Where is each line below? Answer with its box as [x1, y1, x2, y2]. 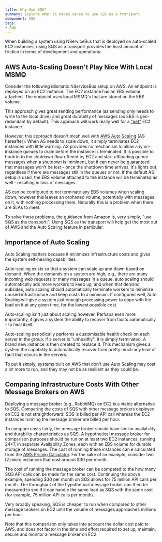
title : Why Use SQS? [5, 7, 47, 12]
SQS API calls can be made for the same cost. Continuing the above [5, 471, 140, 477]
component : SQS [5, 16, 36, 21]
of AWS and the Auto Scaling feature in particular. [5, 224, 104, 230]
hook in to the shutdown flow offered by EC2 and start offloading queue [5, 153, 148, 159]
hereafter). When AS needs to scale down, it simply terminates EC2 [5, 138, 139, 144]
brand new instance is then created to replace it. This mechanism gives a [5, 341, 151, 347]
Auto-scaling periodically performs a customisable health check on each [5, 331, 150, 337]
